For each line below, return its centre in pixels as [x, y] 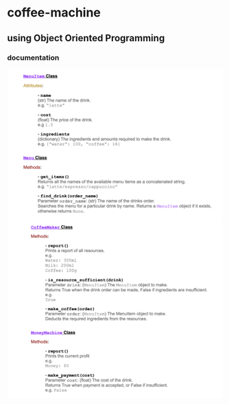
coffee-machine [54, 13]
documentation [33, 58]
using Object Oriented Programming [86, 38]
